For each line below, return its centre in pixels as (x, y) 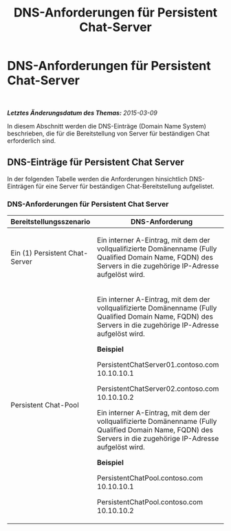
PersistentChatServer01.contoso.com (158, 365)
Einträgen (21, 186)
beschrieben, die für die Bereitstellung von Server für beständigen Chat (108, 133)
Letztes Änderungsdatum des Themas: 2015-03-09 (82, 113)
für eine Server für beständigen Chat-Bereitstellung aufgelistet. (125, 186)
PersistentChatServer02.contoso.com (158, 389)
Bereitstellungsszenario (51, 222)
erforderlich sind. (32, 140)
